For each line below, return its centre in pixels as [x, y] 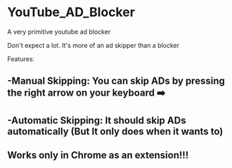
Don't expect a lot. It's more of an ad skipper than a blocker [94, 45]
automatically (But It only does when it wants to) [115, 131]
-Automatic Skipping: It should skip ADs [97, 120]
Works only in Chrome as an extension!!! [98, 155]
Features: [21, 59]
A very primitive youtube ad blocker [59, 32]
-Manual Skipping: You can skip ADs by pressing [116, 81]
